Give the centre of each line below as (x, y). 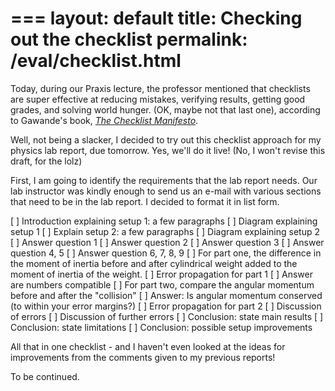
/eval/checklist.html (96, 61)
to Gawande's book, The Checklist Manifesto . (104, 120)
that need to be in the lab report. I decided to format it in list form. (145, 201)
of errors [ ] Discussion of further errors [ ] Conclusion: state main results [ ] (167, 316)
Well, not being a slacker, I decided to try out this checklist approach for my (166, 139)
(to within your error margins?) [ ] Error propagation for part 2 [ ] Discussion (166, 306)
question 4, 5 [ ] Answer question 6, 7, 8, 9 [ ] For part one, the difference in (166, 253)
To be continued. (45, 376)
